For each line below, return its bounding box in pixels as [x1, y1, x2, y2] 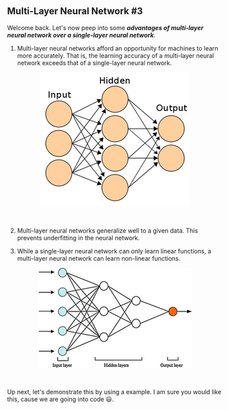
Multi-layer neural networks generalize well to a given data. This [16, 226, 199, 235]
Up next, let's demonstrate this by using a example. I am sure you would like [7, 387, 222, 396]
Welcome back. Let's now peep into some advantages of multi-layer [7, 23, 204, 31]
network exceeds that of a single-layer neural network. [16, 58, 173, 67]
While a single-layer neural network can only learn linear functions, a [16, 246, 212, 255]
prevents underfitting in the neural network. [16, 233, 140, 242]
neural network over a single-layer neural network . [7, 31, 156, 39]
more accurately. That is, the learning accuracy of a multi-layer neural [16, 51, 214, 60]
